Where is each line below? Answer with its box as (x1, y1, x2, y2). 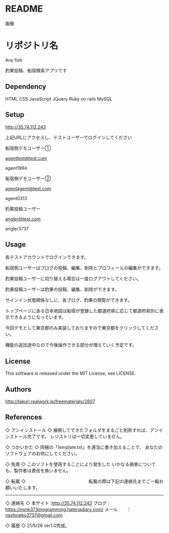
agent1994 (5, 165, 28, 171)
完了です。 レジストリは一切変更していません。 (27, 433, 125, 440)
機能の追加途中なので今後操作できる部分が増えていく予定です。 (5, 342, 137, 348)
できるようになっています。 (9, 314, 66, 320)
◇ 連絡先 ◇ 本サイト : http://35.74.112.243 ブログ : (5, 500, 110, 506)
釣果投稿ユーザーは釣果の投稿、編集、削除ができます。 (5, 286, 120, 293)
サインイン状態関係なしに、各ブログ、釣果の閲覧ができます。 (5, 297, 132, 303)
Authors (5, 385, 32, 394)
